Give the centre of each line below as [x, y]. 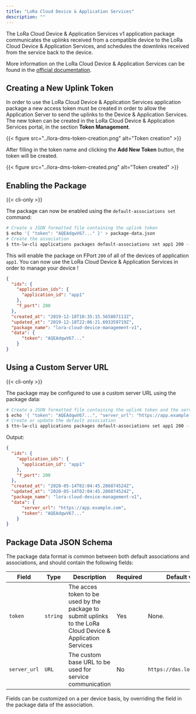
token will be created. [32, 156]
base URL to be [89, 663]
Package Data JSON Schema [59, 542]
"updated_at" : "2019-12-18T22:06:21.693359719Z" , [73, 322]
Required [129, 577]
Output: [15, 437]
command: [19, 218]
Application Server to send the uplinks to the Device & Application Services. [97, 115]
